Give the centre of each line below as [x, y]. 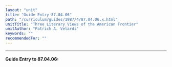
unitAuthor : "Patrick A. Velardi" [42, 29]
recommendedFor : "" [26, 39]
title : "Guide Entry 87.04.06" [39, 15]
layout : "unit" [21, 10]
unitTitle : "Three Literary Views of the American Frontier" [72, 24]
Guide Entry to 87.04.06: [32, 59]
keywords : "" [19, 33]
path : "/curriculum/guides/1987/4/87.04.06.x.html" [61, 19]
